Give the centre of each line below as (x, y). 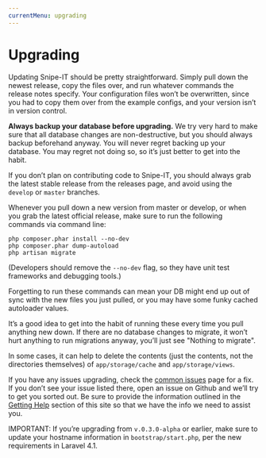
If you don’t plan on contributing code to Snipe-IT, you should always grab (130, 175)
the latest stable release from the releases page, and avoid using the (120, 183)
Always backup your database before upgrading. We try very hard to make (133, 126)
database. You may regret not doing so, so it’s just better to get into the (124, 151)
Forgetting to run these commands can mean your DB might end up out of (129, 291)
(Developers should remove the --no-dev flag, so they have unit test (119, 267)
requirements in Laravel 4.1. (53, 445)
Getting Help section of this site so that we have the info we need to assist (129, 405)
